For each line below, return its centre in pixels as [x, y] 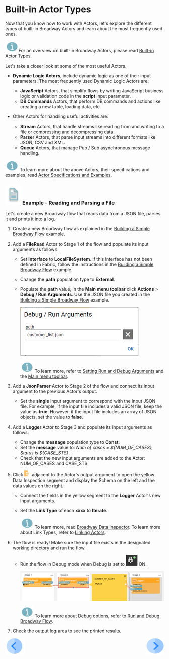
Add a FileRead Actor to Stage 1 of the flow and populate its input [80, 244]
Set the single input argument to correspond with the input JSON [88, 401]
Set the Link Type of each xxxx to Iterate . [64, 511]
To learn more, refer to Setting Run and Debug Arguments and [99, 371]
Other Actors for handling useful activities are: [61, 116]
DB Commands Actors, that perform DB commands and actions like [90, 101]
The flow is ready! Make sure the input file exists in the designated [81, 543]
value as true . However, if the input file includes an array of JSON [88, 412]
